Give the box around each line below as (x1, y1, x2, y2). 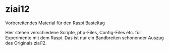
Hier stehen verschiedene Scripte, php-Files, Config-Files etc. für (5, 29, 141, 35)
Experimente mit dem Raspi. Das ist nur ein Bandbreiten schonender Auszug (5, 35, 164, 41)
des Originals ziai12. (5, 40, 47, 46)
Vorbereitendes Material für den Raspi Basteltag (5, 20, 105, 26)
